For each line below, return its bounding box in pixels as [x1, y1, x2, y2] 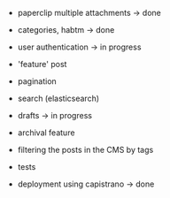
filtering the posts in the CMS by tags [17, 145, 154, 155]
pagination [17, 76, 58, 87]
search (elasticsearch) [17, 93, 100, 103]
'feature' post [17, 59, 67, 69]
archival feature [17, 127, 75, 138]
